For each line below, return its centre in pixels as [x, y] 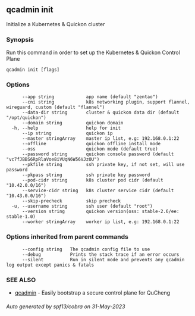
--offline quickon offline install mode [91, 144]
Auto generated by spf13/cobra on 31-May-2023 [66, 306]
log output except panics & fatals [50, 265]
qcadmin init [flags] [33, 70]
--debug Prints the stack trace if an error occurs [100, 254]
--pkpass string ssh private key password [86, 175]
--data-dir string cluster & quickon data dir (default [100, 112]
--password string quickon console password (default [98, 154]
